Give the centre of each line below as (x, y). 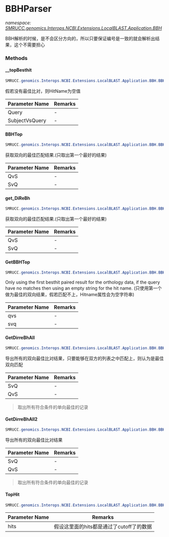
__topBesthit (18, 70)
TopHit (13, 494)
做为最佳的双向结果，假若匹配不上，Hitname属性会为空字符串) (70, 295)
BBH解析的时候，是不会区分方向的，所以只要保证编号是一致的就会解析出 (80, 38)
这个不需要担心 (29, 45)
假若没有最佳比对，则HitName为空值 (43, 91)
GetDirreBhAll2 (21, 419)
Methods (16, 58)
